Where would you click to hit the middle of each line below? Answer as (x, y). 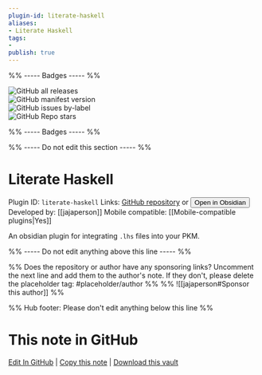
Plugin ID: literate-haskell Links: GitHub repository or (99, 202)
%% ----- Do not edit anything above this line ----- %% (100, 251)
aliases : (23, 23)
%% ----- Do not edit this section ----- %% (80, 147)
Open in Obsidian (221, 202)
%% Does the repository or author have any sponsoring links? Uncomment (131, 266)
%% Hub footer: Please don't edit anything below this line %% (111, 307)
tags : (17, 38)
